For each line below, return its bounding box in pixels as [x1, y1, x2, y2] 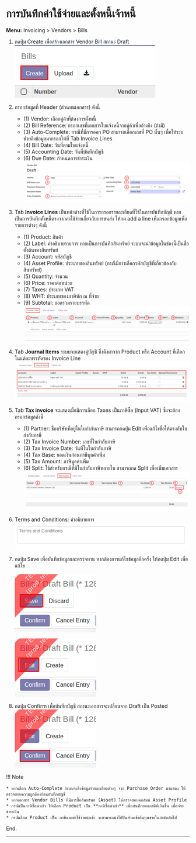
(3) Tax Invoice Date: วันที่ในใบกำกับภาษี [23, 445, 112, 452]
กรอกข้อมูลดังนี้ [14, 414, 44, 421]
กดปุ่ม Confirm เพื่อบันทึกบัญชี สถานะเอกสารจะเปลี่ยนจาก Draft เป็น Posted [14, 703, 168, 710]
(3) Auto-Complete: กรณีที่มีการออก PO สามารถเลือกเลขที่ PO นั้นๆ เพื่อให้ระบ [23, 128, 184, 135]
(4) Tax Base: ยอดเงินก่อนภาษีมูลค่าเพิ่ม [23, 452, 106, 459]
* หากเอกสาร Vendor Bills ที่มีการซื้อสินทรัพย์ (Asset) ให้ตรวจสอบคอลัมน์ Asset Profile [6, 797, 187, 803]
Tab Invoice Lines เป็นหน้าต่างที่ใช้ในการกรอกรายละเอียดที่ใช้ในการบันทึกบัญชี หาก [14, 209, 182, 216]
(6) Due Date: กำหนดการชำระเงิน [23, 154, 93, 161]
